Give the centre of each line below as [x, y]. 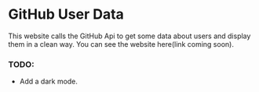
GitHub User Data [66, 14]
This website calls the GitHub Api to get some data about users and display [129, 36]
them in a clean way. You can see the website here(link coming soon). [121, 44]
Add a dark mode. [49, 81]
